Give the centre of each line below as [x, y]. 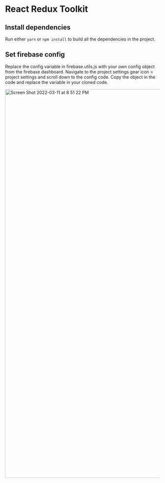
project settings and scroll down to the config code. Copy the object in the [80, 77]
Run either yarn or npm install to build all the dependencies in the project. [80, 39]
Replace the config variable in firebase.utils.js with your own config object [80, 66]
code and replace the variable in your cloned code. [57, 82]
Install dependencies [38, 27]
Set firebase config [35, 55]
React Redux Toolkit [47, 9]
